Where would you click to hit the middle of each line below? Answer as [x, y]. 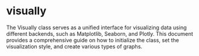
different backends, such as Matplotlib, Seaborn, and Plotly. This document [100, 33]
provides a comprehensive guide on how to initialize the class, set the [93, 40]
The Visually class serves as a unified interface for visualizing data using [96, 27]
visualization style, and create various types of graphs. [74, 46]
